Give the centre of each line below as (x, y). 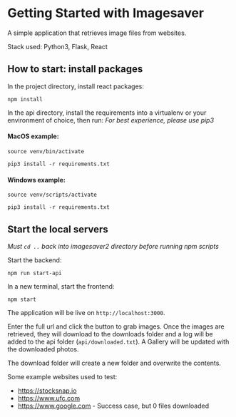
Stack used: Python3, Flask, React (58, 46)
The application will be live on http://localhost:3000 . (86, 312)
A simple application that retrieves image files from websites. (97, 33)
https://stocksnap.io (47, 391)
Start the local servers (58, 229)
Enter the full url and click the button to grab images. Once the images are (116, 326)
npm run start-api (35, 273)
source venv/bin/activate (46, 151)
